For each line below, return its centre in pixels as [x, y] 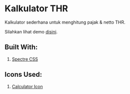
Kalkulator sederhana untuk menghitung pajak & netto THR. [65, 22]
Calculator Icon [27, 86]
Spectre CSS [25, 59]
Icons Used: [23, 75]
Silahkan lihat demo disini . [31, 31]
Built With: [21, 47]
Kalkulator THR [36, 9]
